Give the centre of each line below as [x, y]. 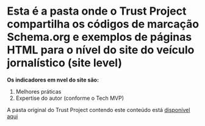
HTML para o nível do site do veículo [101, 50]
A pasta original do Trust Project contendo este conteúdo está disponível [99, 110]
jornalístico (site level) [65, 63]
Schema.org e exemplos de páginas [99, 37]
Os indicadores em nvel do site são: [53, 80]
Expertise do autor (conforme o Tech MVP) [70, 98]
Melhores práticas [38, 91]
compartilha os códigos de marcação [103, 24]
